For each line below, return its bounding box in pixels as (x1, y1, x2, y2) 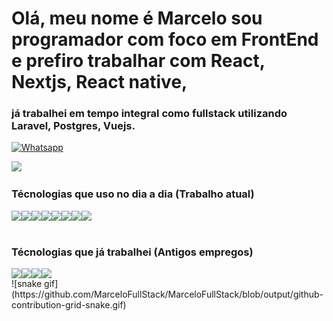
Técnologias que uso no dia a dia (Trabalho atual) (11, 187, 255, 201)
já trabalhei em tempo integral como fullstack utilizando (11, 107, 288, 121)
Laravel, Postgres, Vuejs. (11, 119, 136, 133)
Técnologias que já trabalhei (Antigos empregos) (11, 245, 254, 259)
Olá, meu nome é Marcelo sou (11, 7, 263, 30)
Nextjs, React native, (11, 71, 188, 94)
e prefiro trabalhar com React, (11, 50, 266, 72)
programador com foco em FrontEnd (11, 28, 319, 51)
